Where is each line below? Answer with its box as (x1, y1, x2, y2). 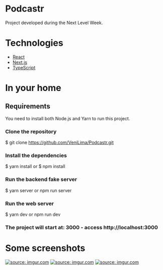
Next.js (12, 59, 28, 65)
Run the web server (5, 200, 54, 207)
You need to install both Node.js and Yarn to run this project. (5, 115, 130, 121)
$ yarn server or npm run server (5, 187, 72, 194)
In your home (5, 82, 61, 94)
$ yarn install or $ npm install (5, 163, 65, 169)
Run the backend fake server (5, 176, 77, 183)
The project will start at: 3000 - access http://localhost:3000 (5, 224, 158, 231)
